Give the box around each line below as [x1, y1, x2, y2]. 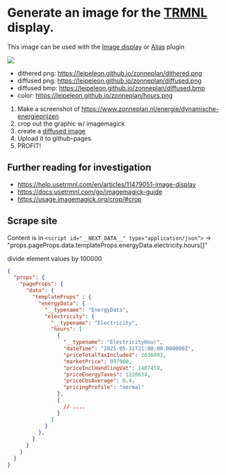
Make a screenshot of [17, 104, 80, 112]
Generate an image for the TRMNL [7, 5, 208, 21]
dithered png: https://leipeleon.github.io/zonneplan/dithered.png [17, 69, 202, 77]
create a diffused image [17, 126, 86, 135]
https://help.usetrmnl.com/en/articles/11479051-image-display [17, 180, 196, 188]
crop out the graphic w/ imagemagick [17, 119, 125, 128]
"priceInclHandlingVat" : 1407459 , [63, 365, 163, 372]
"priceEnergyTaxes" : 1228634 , [63, 371, 151, 378]
